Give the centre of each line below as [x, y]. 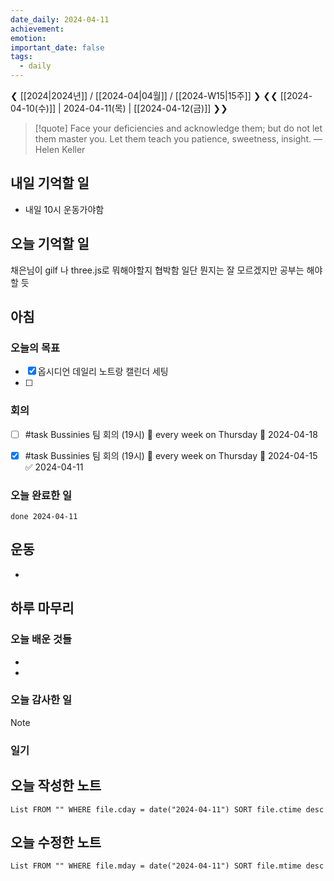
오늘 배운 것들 [41, 639]
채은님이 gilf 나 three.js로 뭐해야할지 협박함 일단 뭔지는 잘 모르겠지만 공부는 [157, 270]
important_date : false [57, 47]
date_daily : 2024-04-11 [60, 19]
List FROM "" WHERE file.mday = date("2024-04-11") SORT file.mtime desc [167, 866]
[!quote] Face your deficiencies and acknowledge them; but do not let [178, 128]
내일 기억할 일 [50, 183]
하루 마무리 [42, 608]
